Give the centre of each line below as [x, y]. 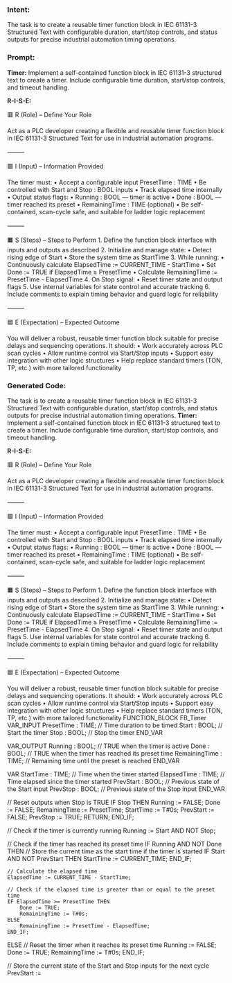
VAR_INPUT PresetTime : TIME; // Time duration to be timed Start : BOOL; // [115, 725]
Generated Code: [37, 385]
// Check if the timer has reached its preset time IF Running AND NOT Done [115, 844]
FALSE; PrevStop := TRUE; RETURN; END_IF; [71, 817]
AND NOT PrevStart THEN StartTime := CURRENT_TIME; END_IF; [99, 858]
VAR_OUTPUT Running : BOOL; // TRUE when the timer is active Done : [108, 746]
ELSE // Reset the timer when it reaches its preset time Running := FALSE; [112, 945]
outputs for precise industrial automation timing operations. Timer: [102, 415]
